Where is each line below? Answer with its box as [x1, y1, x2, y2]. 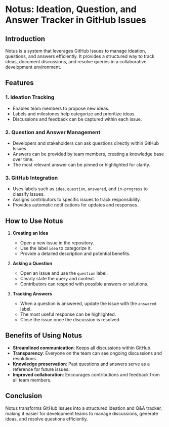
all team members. [12, 377, 52, 383]
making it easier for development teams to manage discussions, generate [5, 410, 158, 416]
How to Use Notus [5, 217, 63, 225]
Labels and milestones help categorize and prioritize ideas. [12, 110, 136, 117]
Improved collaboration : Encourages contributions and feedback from [12, 371, 160, 377]
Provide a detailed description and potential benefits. [20, 250, 131, 257]
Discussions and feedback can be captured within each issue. [12, 116, 142, 122]
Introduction [5, 34, 46, 43]
